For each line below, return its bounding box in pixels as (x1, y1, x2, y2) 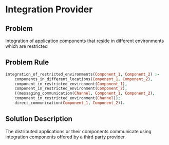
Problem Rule (5, 58, 49, 67)
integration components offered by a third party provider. (5, 134, 126, 140)
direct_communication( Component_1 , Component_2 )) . (14, 100, 125, 106)
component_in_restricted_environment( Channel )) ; (14, 96, 121, 101)
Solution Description (5, 115, 73, 123)
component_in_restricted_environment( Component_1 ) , (14, 81, 127, 86)
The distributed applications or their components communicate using (5, 128, 152, 134)
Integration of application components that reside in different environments (5, 38, 164, 44)
